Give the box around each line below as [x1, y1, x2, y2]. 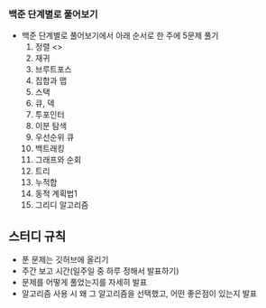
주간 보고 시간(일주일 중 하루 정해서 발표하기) [21, 266, 179, 276]
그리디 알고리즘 [34, 200, 89, 210]
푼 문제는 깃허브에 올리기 [21, 255, 109, 266]
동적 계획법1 [34, 188, 78, 200]
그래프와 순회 [34, 154, 82, 165]
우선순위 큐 [34, 132, 74, 143]
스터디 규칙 [8, 229, 67, 244]
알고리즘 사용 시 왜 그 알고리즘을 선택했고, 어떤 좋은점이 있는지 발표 [21, 288, 258, 299]
